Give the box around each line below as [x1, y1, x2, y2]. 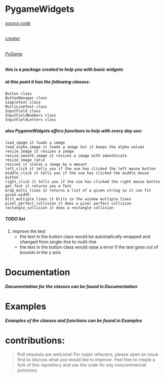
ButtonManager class [5, 96, 48, 101]
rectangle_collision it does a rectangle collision [5, 205, 114, 210]
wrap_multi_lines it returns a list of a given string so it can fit [5, 188, 152, 193]
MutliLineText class [5, 104, 48, 110]
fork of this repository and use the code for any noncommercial [17, 362, 147, 368]
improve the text [12, 228, 46, 234]
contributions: [5, 335, 65, 346]
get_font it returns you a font [5, 184, 72, 189]
